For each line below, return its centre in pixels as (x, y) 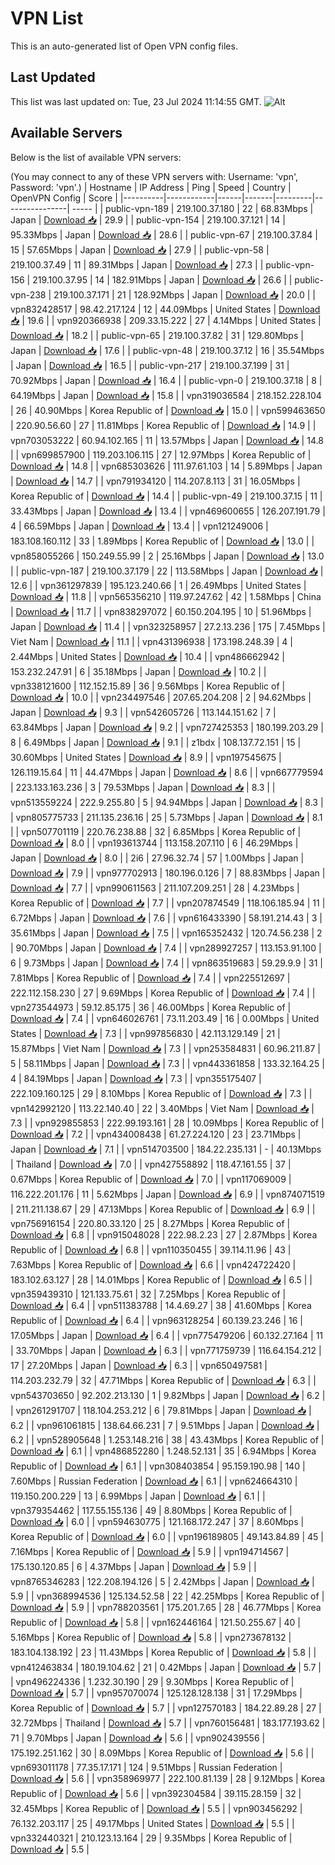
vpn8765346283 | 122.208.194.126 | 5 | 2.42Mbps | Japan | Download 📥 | (162, 1581)
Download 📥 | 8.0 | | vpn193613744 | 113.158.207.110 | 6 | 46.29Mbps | (154, 843)
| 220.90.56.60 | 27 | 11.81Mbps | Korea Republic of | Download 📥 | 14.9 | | (163, 425)
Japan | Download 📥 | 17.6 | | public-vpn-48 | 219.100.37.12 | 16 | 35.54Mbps (167, 350)
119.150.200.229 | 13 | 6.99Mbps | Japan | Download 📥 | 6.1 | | (138, 1496)
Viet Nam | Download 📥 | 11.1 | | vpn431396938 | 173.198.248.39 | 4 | (151, 641)
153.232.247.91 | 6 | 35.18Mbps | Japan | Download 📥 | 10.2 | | (138, 671)
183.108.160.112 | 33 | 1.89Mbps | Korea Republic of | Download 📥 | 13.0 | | (162, 541)
